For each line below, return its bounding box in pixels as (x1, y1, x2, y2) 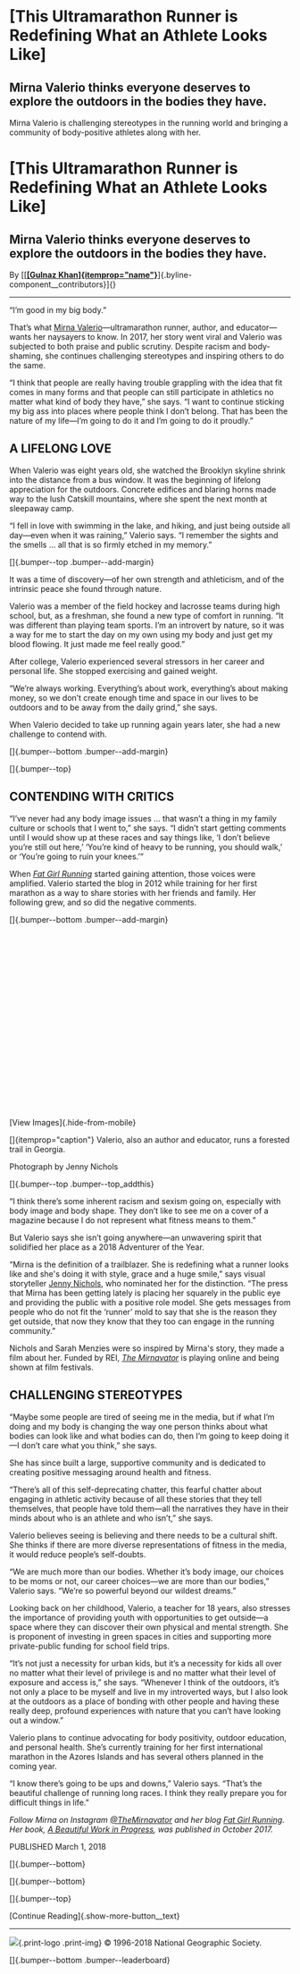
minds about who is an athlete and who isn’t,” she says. (9, 1513, 213, 1523)
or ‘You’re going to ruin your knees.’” (9, 851, 145, 862)
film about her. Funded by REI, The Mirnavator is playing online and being (9, 1352, 279, 1362)
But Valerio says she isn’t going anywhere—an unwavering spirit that (9, 1232, 262, 1243)
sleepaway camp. (9, 502, 74, 513)
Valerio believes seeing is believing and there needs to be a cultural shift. (9, 1530, 279, 1540)
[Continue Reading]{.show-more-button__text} (9, 1911, 180, 1921)
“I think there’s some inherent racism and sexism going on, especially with (9, 1195, 281, 1206)
